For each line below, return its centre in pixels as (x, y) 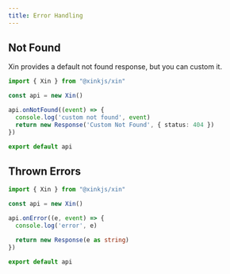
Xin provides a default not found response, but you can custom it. (115, 67)
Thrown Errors (45, 171)
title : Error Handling (46, 15)
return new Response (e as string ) (72, 240)
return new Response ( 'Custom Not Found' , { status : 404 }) (115, 125)
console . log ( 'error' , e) (56, 226)
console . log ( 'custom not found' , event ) (83, 118)
